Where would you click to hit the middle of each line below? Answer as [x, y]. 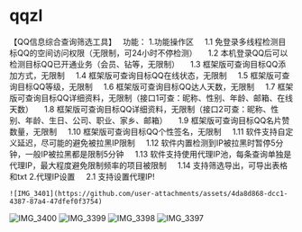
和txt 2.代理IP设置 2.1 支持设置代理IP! [82, 176]
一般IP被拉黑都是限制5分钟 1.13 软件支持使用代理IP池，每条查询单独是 [158, 154]
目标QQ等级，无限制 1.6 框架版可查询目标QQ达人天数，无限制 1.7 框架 [155, 86]
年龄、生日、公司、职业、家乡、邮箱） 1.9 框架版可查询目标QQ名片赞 [157, 120]
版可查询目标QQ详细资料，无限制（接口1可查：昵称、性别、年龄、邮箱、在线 [151, 98]
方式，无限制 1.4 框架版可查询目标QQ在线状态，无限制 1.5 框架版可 [149, 75]
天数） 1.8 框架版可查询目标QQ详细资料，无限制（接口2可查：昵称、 [140, 109]
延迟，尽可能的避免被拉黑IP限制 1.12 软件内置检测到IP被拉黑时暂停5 [146, 143]
